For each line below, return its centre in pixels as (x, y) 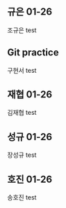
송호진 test (22, 197)
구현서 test (22, 70)
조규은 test (22, 30)
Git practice (33, 53)
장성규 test (22, 155)
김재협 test (22, 113)
